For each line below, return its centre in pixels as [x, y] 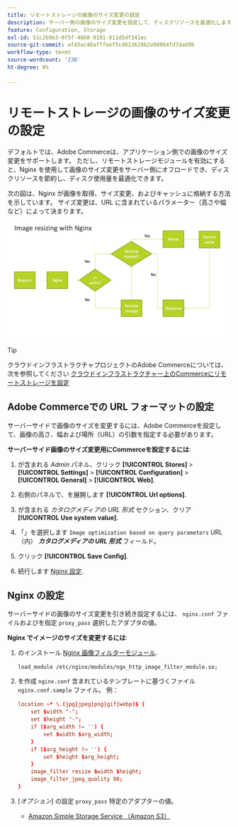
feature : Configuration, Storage [57, 30]
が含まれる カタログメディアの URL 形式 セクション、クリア [104, 510]
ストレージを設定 [44, 382]
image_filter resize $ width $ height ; [86, 772]
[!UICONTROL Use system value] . [68, 517]
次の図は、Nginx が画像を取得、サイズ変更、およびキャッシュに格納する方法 [119, 193]
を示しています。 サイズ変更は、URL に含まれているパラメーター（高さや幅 [117, 202]
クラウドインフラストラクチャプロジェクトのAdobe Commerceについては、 [118, 364]
